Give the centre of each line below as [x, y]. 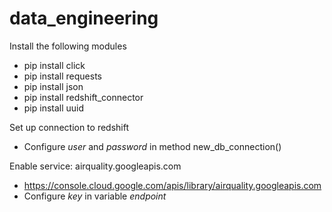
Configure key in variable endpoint [95, 196]
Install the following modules [68, 46]
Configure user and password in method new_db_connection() [152, 146]
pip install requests [62, 76]
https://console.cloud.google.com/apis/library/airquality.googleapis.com [172, 185]
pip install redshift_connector [83, 97]
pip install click [54, 65]
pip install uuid [54, 108]
